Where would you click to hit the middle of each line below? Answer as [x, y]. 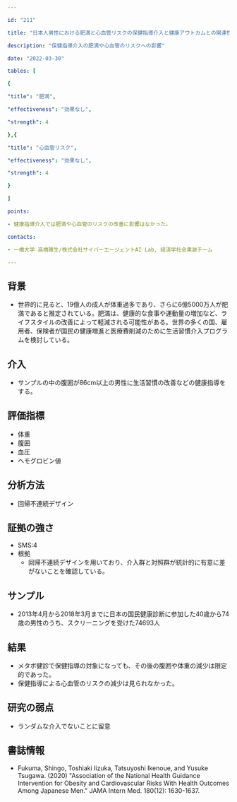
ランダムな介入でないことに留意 [64, 726]
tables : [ [22, 71]
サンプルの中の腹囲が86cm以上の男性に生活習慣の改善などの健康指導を [121, 383]
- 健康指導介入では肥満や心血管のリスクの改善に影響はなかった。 [89, 224]
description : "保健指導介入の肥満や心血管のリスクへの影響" [86, 46]
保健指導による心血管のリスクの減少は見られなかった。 [98, 683]
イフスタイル [36, 322]
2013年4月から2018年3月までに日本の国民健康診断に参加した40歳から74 [123, 614]
